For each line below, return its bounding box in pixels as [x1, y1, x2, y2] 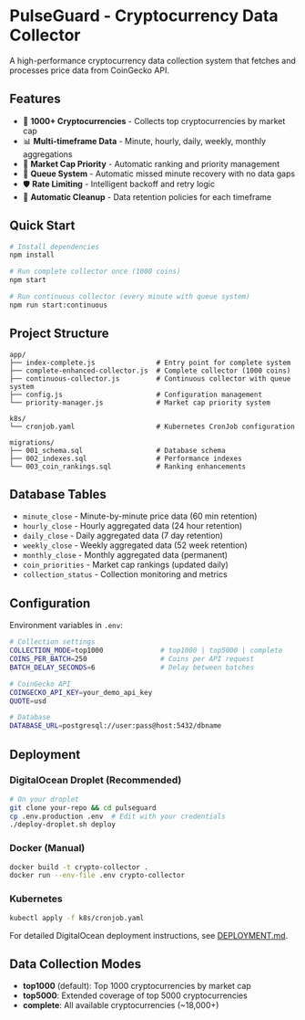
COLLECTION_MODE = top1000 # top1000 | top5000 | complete [9, 646, 283, 656]
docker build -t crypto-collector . [9, 862, 148, 872]
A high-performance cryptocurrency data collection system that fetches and [9, 55, 296, 66]
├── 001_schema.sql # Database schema [9, 446, 226, 455]
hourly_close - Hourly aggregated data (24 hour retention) [22, 521, 243, 531]
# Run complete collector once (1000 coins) [9, 267, 181, 277]
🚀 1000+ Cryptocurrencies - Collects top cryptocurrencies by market [22, 115, 286, 126]
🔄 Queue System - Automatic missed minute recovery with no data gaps [22, 168, 296, 179]
